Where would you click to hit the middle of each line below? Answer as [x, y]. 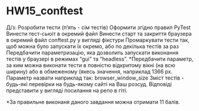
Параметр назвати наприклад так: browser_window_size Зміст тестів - [95, 78]
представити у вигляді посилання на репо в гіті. [67, 90]
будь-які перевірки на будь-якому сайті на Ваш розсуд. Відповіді [89, 84]
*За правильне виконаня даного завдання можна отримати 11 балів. [93, 102]
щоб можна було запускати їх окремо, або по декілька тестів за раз [93, 46]
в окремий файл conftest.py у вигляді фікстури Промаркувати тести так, [98, 40]
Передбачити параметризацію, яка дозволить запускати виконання [92, 52]
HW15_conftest [45, 11]
